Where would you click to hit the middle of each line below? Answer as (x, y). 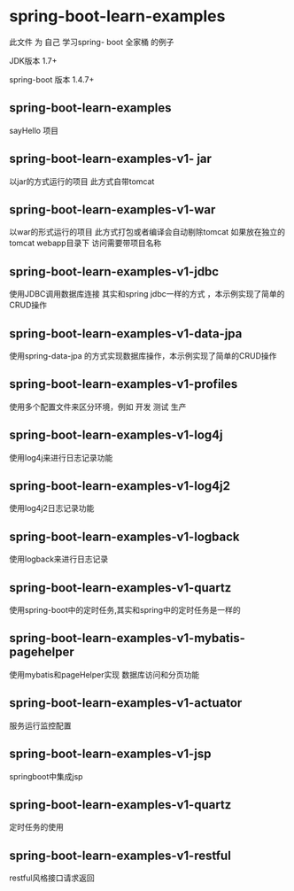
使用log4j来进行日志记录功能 (61, 457)
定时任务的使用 (36, 827)
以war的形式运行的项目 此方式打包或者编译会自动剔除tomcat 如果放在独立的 (147, 232)
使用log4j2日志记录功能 (52, 508)
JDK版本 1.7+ (33, 60)
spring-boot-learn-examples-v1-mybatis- (128, 638)
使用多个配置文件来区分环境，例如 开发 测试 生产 (98, 407)
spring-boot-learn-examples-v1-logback (124, 536)
